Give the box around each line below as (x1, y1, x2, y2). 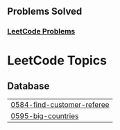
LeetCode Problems (7, 27, 76, 36)
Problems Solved (7, 6, 83, 17)
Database (7, 80, 50, 92)
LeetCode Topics (7, 52, 108, 68)
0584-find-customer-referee (10, 100, 110, 110)
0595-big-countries (10, 111, 79, 121)
